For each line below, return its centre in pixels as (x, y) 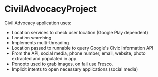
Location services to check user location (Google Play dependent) (80, 32)
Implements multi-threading (40, 42)
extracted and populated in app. (45, 58)
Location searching (32, 38)
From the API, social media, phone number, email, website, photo (79, 53)
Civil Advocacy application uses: (38, 23)
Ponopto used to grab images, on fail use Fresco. (62, 64)
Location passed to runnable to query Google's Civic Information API (82, 48)
